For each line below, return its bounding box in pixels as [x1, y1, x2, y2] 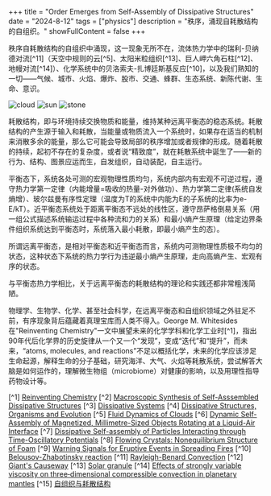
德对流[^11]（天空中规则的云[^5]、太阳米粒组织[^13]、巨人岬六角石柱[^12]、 [8, 54, 258, 63]
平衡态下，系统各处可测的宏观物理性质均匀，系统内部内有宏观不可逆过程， [8, 174, 256, 184]
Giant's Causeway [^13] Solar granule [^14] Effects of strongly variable [8, 461, 242, 470]
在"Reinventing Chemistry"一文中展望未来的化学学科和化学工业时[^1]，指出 [8, 326, 257, 335]
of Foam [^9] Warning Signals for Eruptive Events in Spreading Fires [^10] [8, 444, 252, 453]
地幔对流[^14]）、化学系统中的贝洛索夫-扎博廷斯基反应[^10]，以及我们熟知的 [8, 64, 260, 73]
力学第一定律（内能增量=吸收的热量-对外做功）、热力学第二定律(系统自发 [22, 184, 263, 193]
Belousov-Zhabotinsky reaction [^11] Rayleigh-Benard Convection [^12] [8, 453, 244, 461]
